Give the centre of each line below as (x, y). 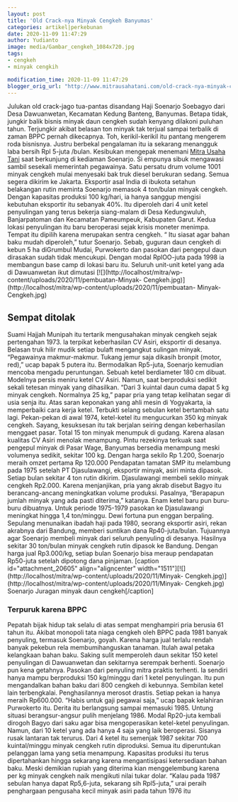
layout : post (27, 14)
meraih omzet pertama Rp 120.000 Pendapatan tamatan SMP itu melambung (119, 463)
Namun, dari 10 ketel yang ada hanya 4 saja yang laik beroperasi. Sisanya (114, 731)
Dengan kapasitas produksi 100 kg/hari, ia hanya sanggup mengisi (104, 197)
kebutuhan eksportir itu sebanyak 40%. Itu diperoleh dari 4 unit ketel (108, 205)
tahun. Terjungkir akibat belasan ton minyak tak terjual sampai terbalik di (113, 129)
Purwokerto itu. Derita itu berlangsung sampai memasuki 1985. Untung (110, 708)
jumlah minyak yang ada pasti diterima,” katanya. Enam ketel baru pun (109, 501)
